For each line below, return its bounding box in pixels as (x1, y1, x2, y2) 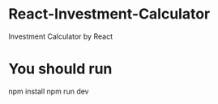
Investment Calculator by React (8, 31, 113, 41)
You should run (8, 60, 113, 78)
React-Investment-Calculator (8, 5, 211, 23)
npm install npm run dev (8, 86, 89, 96)
